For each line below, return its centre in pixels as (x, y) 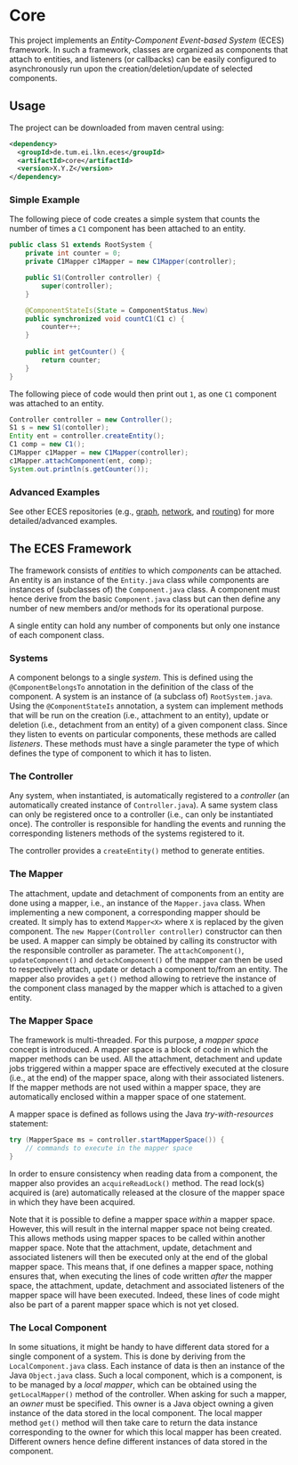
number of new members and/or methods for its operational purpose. (137, 608)
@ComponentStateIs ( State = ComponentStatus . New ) (117, 310)
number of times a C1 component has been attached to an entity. (128, 229)
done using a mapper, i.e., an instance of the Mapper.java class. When (137, 903)
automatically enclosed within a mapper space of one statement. (128, 1096)
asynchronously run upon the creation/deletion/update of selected (131, 69)
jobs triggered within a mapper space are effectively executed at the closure (149, 1068)
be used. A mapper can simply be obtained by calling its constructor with (143, 940)
